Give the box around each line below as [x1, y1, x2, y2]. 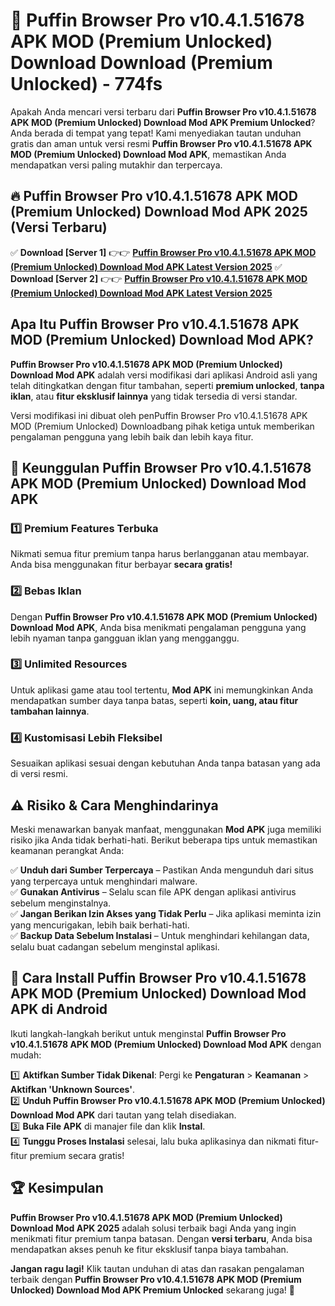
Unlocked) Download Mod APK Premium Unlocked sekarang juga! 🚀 [10, 1284, 295, 1296]
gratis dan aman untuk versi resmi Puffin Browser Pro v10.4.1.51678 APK [10, 137, 313, 149]
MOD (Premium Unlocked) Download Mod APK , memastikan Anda [10, 148, 287, 160]
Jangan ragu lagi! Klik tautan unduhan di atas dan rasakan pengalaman [10, 1262, 305, 1274]
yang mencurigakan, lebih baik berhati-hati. [10, 919, 190, 931]
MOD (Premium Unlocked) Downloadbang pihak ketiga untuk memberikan [10, 420, 315, 432]
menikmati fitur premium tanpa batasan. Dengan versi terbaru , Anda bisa [10, 1232, 313, 1244]
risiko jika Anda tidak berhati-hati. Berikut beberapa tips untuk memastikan [10, 834, 318, 846]
